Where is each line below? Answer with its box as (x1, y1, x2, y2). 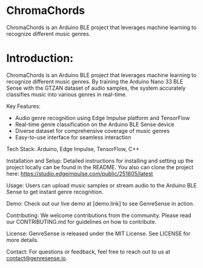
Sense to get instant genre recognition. (6, 188, 104, 195)
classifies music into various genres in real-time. (6, 90, 127, 98)
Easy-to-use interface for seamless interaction (15, 133, 131, 141)
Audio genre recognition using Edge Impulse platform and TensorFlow (15, 114, 190, 121)
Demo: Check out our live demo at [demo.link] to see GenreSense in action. (6, 199, 195, 207)
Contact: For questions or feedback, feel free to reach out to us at (6, 248, 171, 255)
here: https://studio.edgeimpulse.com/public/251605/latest (6, 170, 153, 177)
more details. (6, 236, 39, 243)
